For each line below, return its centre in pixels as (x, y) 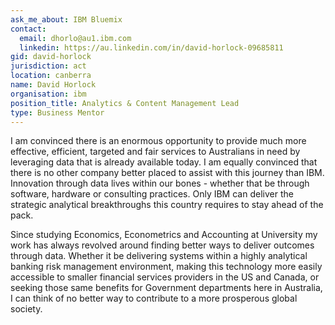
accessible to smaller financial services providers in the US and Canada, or (165, 277)
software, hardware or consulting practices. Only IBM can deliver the (152, 194)
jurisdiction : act (48, 66)
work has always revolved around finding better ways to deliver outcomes (162, 245)
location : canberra (51, 76)
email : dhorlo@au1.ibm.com (75, 38)
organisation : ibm (48, 94)
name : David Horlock (53, 85)
